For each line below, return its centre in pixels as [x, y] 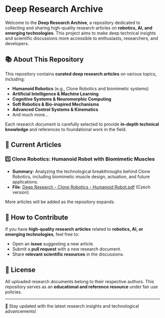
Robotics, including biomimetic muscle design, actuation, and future [81, 177]
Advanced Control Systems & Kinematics [55, 109]
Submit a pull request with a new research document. [67, 249]
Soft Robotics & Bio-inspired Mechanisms [55, 104]
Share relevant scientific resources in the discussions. [68, 254]
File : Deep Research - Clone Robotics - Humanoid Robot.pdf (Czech [81, 187]
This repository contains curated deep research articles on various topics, [81, 74]
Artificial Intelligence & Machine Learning [55, 94]
